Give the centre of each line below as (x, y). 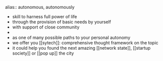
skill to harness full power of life (45, 16)
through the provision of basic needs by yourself (62, 22)
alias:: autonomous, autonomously (40, 7)
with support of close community (46, 27)
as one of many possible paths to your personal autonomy (71, 37)
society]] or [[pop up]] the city (43, 53)
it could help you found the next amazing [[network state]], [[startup (81, 48)
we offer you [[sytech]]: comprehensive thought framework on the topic (85, 43)
